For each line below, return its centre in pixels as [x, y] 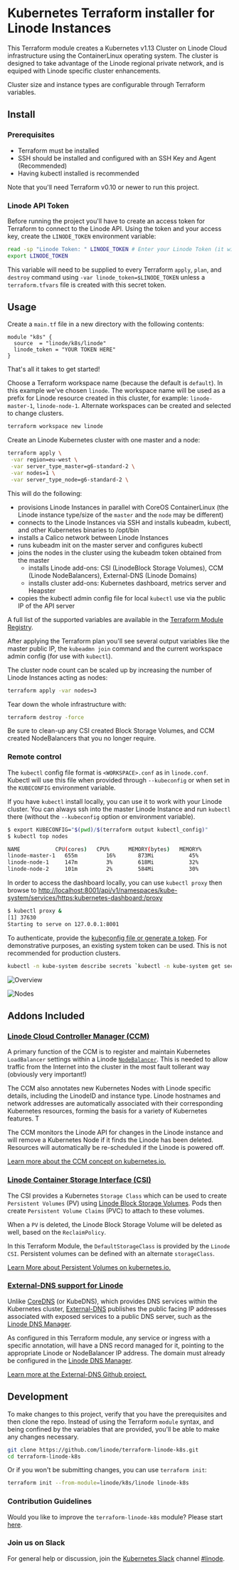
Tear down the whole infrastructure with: [67, 704]
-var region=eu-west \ [44, 460]
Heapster [42, 591]
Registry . [20, 627]
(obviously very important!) [47, 1074]
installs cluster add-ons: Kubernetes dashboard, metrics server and [127, 583]
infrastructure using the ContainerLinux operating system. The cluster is [113, 56]
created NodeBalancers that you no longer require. [82, 738]
